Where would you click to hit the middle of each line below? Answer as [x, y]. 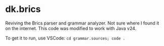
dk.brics [23, 9]
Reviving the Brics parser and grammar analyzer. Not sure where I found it [82, 23]
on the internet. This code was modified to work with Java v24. [71, 28]
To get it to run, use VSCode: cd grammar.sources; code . [65, 38]
